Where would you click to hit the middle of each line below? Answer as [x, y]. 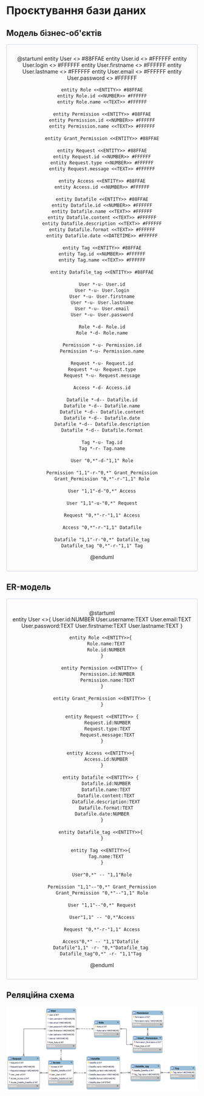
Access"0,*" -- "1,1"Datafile [101, 942]
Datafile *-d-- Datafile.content [102, 412]
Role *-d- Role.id [102, 327]
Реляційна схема [40, 995]
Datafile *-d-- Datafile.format [102, 430]
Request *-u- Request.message [102, 376]
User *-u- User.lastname [102, 303]
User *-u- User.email [102, 309]
